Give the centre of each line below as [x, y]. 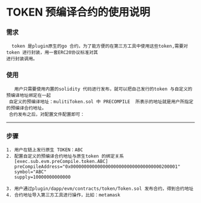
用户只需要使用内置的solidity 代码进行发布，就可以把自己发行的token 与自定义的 [103, 89]
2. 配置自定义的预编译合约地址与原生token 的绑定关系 [65, 156]
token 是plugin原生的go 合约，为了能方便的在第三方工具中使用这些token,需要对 [100, 46]
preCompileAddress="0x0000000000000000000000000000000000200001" [97, 167]
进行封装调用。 [22, 59]
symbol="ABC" [30, 172]
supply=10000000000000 [42, 177]
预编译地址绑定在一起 [28, 95]
